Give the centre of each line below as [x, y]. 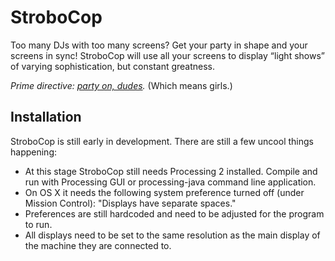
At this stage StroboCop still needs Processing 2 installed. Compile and [171, 171]
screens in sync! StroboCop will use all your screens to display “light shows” [167, 55]
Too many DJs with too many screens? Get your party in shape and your [159, 45]
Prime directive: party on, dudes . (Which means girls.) [121, 85]
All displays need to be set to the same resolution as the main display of [172, 235]
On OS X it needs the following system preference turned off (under [164, 192]
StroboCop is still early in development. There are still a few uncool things [162, 141]
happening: [33, 152]
